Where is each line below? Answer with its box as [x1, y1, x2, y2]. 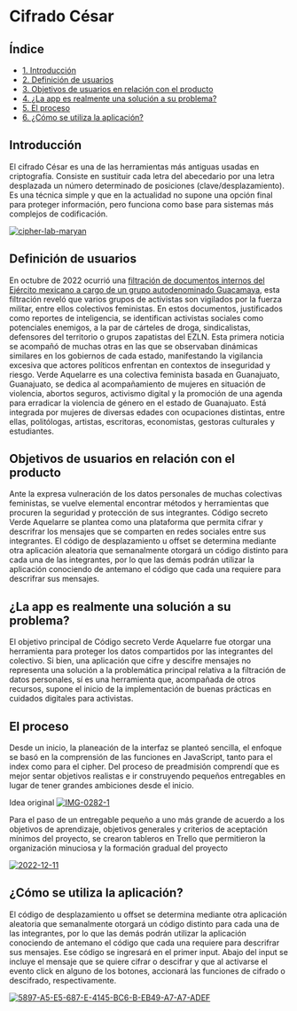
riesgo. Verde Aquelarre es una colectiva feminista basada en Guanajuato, [9, 369, 280, 380]
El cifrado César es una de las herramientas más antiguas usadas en [9, 161, 260, 172]
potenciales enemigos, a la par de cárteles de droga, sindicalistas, [9, 322, 251, 333]
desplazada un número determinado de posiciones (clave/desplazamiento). [9, 180, 285, 191]
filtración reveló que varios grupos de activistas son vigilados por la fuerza [9, 294, 282, 304]
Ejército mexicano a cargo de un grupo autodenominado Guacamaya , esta [9, 284, 281, 294]
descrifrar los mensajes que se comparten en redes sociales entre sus [9, 526, 267, 537]
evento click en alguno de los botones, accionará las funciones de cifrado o [9, 965, 285, 976]
